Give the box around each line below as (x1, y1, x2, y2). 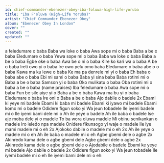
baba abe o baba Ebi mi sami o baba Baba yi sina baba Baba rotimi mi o (5, 74, 149, 80)
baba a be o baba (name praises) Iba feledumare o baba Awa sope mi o (5, 84, 149, 90)
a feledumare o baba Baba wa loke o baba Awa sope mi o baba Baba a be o (5, 48, 158, 54)
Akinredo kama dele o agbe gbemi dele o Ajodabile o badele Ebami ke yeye (5, 142, 157, 148)
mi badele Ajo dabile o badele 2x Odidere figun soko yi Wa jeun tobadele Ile (5, 147, 158, 153)
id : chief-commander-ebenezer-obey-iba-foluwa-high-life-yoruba (5, 7, 139, 12)
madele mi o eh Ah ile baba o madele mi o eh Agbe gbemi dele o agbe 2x (5, 131, 153, 137)
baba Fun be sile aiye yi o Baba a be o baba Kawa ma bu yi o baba (5, 89, 139, 96)
